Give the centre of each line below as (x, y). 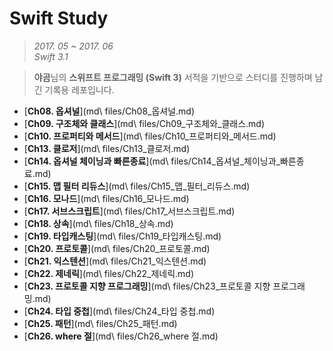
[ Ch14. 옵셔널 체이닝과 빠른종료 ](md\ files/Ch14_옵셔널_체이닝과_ (152, 161)
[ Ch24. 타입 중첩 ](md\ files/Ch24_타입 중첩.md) (119, 311)
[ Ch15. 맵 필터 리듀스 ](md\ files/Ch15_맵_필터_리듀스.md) (137, 186)
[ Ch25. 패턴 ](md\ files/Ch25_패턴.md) (100, 323)
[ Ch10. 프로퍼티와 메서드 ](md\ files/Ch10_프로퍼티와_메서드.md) (150, 136)
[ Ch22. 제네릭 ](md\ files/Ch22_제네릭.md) (109, 273)
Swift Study (59, 18)
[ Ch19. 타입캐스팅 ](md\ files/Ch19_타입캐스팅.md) (122, 236)
